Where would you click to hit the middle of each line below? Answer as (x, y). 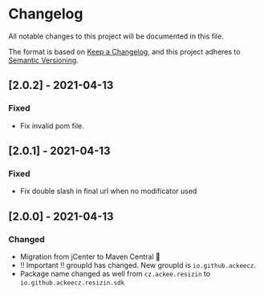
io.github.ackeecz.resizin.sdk (72, 283)
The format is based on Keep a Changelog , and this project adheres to (124, 51)
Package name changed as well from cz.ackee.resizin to (115, 274)
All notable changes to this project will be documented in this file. (116, 36)
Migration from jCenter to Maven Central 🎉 (90, 257)
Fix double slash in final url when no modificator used (108, 191)
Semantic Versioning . (43, 60)
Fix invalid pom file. (52, 126)
